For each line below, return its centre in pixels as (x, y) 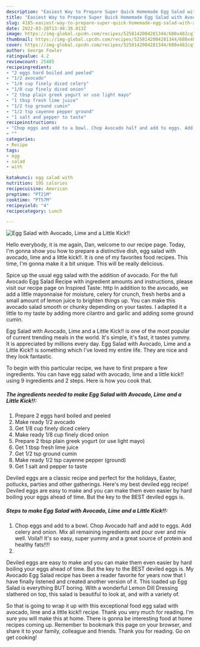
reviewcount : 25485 (30, 61)
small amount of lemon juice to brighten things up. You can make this (91, 301)
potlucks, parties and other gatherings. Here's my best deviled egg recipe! (97, 484)
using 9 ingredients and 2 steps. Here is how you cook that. (79, 381)
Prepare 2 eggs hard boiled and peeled (63, 416)
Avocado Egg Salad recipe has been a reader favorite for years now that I (96, 575)
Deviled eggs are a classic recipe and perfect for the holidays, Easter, (91, 478)
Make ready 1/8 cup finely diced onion (62, 435)
